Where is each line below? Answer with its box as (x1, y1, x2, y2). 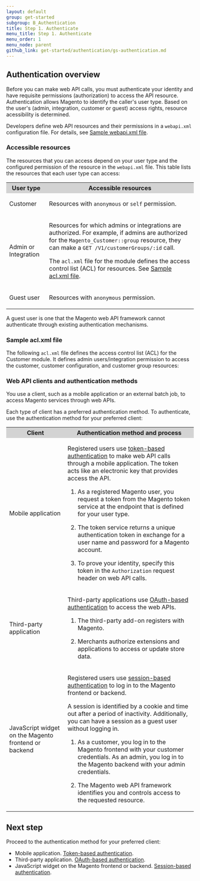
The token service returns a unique (77, 523, 176, 532)
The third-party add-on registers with (77, 616, 185, 625)
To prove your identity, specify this (77, 559, 174, 567)
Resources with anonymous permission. (49, 293, 156, 302)
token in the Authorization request (77, 567, 175, 575)
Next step (6, 822, 43, 832)
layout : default (6, 8, 46, 15)
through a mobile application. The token (67, 460, 179, 468)
